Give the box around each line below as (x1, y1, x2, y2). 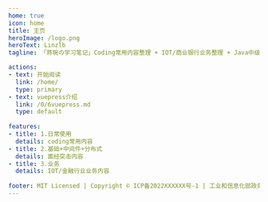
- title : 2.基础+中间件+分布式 (8, 145, 103, 152)
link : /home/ (15, 77, 59, 86)
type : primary (15, 85, 62, 93)
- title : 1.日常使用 (8, 130, 72, 138)
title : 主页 (8, 26, 45, 34)
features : (8, 123, 41, 131)
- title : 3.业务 (8, 160, 60, 168)
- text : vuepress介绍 (8, 93, 78, 101)
